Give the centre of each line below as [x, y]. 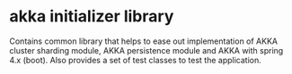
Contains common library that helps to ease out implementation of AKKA [144, 41]
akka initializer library [92, 16]
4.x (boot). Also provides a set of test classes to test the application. [136, 60]
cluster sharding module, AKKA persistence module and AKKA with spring [146, 50]
